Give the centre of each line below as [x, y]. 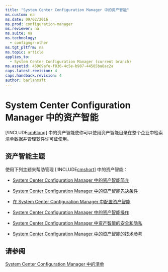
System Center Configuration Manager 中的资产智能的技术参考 [77, 234]
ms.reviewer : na [22, 29]
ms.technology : [21, 38]
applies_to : [18, 57]
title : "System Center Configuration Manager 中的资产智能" [67, 10]
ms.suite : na [19, 33]
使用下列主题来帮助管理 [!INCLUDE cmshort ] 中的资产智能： [67, 169]
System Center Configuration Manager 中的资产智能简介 [71, 180]
